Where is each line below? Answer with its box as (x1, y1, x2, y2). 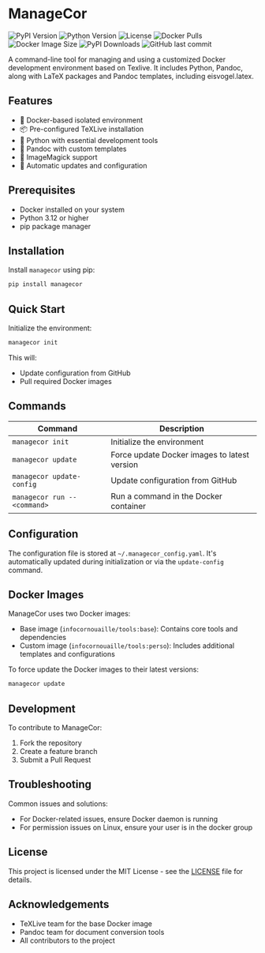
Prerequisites (8, 183, 76, 198)
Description (159, 423, 205, 434)
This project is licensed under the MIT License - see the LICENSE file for (8, 866, 243, 876)
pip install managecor (8, 281, 83, 288)
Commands (8, 400, 67, 413)
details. (8, 875, 32, 884)
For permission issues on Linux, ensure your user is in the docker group (19, 823, 253, 832)
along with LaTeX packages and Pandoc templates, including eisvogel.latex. (8, 71, 254, 81)
